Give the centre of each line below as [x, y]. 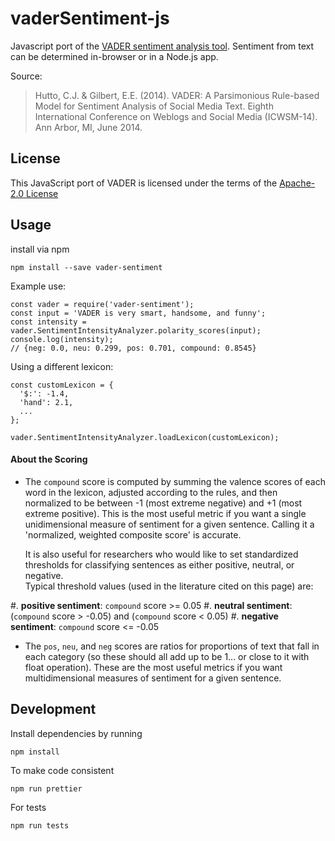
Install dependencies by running [76, 733]
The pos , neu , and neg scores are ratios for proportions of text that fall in [172, 646]
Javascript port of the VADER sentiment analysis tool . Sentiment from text [162, 46]
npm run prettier [46, 788]
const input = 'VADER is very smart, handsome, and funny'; [138, 313]
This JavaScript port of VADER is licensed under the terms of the [144, 183]
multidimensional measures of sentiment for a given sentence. [153, 678]
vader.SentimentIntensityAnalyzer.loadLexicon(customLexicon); [145, 437]
